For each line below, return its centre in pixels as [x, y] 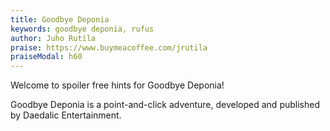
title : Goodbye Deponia [60, 19]
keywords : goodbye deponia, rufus [82, 29]
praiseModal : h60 [46, 57]
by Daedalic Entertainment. [66, 115]
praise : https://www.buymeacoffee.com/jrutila [109, 47]
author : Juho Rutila [53, 38]
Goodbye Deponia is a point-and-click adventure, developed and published [165, 105]
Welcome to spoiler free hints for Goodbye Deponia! [117, 85]
